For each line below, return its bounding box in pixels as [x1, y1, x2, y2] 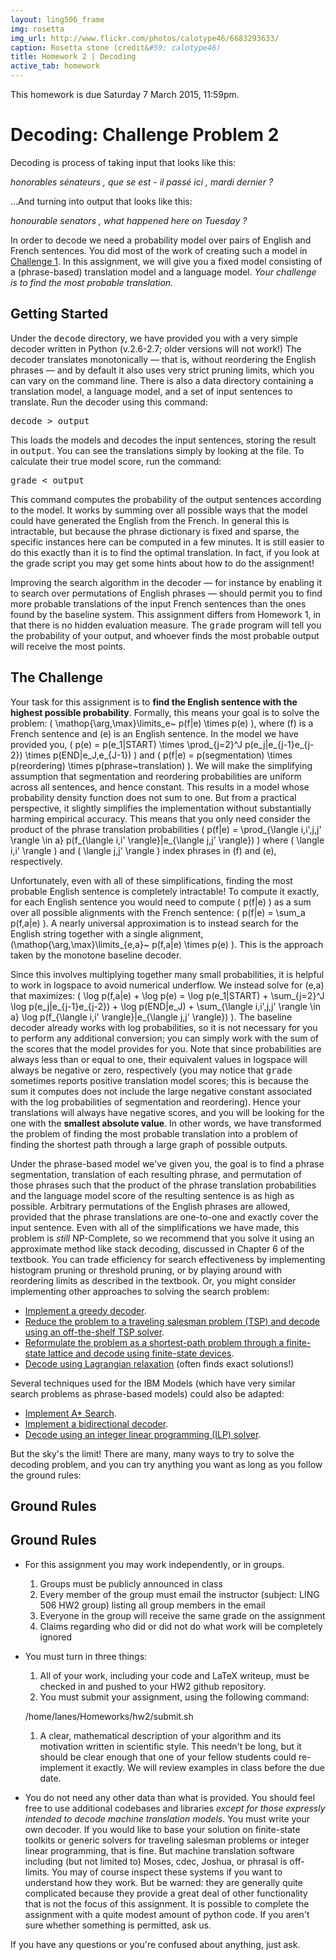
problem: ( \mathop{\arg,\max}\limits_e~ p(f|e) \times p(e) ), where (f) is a [10, 717, 314, 729]
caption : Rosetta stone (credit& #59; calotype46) [10, 42, 222, 53]
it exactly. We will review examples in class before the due [85, 1761, 325, 1773]
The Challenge [10, 669, 104, 686]
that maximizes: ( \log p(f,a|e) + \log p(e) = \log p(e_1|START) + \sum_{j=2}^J [10, 989, 325, 1001]
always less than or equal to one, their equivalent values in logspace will [10, 1053, 308, 1065]
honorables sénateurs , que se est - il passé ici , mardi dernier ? [10, 176, 274, 188]
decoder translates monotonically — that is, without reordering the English [10, 353, 317, 365]
